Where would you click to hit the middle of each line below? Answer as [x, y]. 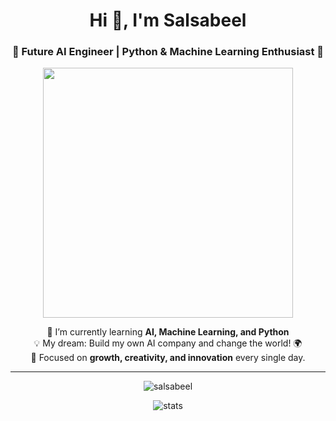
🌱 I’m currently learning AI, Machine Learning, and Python [168, 332]
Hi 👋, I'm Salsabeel [168, 20]
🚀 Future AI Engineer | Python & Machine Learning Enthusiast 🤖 [168, 52]
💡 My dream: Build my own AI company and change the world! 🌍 [168, 343]
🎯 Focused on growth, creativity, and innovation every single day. [168, 358]
